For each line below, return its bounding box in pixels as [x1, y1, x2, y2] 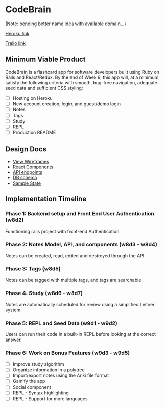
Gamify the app [12, 378, 45, 385]
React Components [12, 164, 54, 170]
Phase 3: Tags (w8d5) [5, 265, 61, 272]
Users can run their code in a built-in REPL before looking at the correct [5, 331, 156, 337]
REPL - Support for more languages [12, 395, 88, 402]
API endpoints [12, 169, 42, 175]
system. [5, 307, 22, 313]
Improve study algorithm [12, 361, 65, 367]
